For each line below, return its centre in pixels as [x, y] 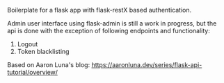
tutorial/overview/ [32, 72]
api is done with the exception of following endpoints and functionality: [109, 31]
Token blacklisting [43, 52]
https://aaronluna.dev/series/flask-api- [147, 65]
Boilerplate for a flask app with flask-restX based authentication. [99, 10]
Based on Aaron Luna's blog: [49, 65]
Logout [27, 44]
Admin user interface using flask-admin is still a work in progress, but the [112, 23]
